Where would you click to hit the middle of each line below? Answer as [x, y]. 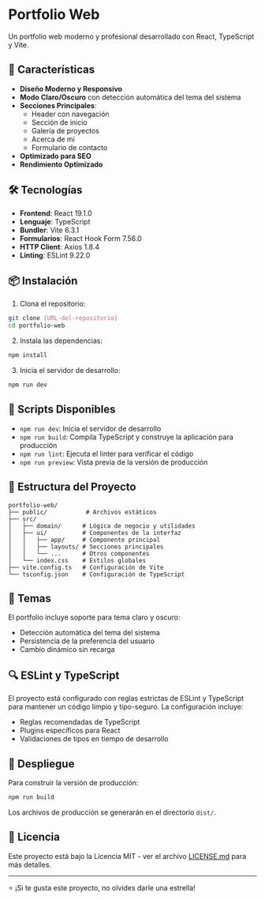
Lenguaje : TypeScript [55, 221]
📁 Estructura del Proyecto [72, 487]
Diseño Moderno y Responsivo [71, 88]
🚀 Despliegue [41, 764]
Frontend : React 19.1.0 [56, 213]
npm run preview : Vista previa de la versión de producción [114, 462]
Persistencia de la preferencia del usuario [87, 641]
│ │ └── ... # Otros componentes [79, 554]
